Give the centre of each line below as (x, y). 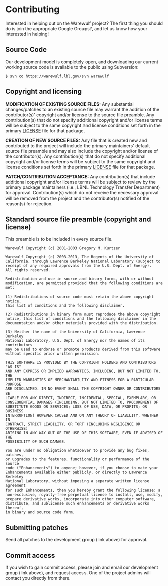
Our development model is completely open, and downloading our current (82, 62)
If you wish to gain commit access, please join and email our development (82, 567)
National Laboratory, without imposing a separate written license (77, 481)
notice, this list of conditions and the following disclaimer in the (81, 319)
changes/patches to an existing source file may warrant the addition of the (82, 109)
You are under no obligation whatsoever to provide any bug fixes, (77, 451)
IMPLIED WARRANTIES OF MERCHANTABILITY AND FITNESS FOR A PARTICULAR (80, 380)
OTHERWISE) (17, 429)
